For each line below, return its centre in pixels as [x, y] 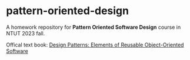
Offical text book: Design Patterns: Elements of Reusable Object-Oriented [95, 45]
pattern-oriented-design [68, 11]
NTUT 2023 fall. [26, 33]
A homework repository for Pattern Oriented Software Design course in [94, 27]
